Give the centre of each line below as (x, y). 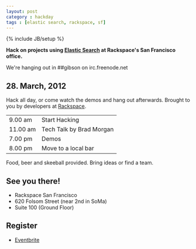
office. (14, 57)
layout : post (22, 11)
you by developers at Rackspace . (46, 106)
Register (22, 226)
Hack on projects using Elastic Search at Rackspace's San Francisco (91, 50)
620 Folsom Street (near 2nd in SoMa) (61, 201)
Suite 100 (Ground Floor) (44, 207)
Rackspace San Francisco (46, 195)
